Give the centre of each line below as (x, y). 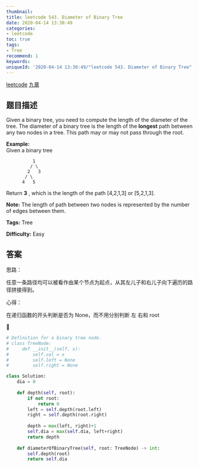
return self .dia (47, 459)
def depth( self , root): (46, 393)
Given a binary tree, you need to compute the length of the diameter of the (97, 120)
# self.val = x (36, 355)
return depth (44, 437)
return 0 (49, 404)
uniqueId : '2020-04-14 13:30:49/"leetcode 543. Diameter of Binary (91, 67)
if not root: (44, 398)
